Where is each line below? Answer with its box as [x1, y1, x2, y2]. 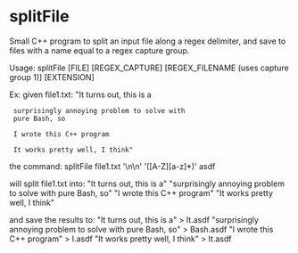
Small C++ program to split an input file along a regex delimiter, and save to [9, 36, 286, 46]
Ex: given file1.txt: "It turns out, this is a [9, 89, 152, 100]
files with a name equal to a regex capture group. [9, 45, 190, 55]
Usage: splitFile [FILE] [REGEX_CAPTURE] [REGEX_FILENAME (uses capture [9, 62, 289, 73]
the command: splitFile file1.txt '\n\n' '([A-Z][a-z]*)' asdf [9, 160, 216, 171]
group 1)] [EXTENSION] [9, 71, 95, 82]
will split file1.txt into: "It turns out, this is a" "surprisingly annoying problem [9, 178, 286, 189]
